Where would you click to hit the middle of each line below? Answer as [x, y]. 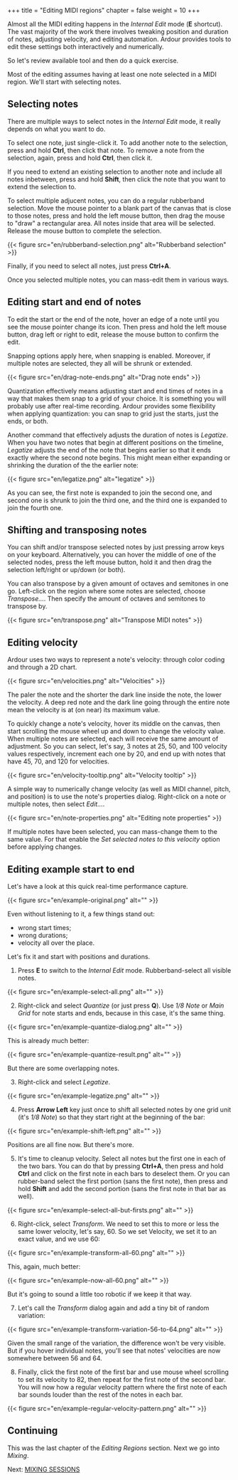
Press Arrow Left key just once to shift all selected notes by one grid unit [124, 1110]
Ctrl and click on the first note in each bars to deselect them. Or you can [124, 1174]
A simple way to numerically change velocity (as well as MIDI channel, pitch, [119, 789]
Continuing [33, 1431]
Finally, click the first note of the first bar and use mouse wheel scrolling [123, 1372]
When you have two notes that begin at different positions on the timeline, [115, 442]
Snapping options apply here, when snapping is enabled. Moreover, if [109, 356]
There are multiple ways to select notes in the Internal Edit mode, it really [114, 121]
